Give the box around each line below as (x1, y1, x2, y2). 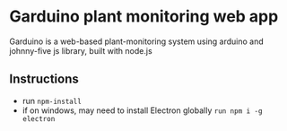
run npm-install (22, 95, 83, 106)
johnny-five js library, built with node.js (9, 45, 152, 56)
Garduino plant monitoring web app (9, 6, 279, 27)
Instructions (9, 72, 79, 87)
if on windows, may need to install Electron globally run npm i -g (22, 105, 263, 116)
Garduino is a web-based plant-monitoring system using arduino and (9, 36, 265, 47)
